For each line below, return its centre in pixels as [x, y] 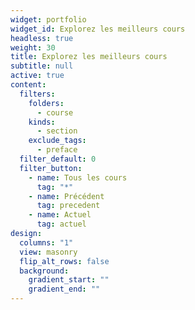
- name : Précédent [66, 196]
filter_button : [51, 168]
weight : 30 [33, 47]
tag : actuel [61, 224]
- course [55, 112]
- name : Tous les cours [78, 177]
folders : [46, 103]
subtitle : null [42, 66]
